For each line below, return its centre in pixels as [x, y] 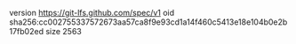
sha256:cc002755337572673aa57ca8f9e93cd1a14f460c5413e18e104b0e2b [148, 22]
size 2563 [64, 31]
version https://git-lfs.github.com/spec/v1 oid [92, 13]
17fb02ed [27, 31]
